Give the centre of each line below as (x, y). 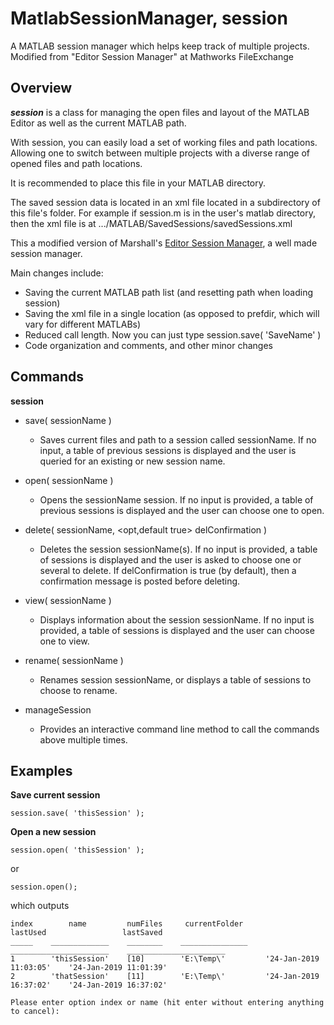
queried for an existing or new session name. (132, 461)
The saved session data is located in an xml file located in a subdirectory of (165, 202)
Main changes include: (57, 273)
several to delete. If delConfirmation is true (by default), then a (168, 570)
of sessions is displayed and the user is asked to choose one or (170, 559)
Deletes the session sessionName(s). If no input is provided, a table (178, 549)
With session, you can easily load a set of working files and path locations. (164, 142)
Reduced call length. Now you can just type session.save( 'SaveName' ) (173, 334)
